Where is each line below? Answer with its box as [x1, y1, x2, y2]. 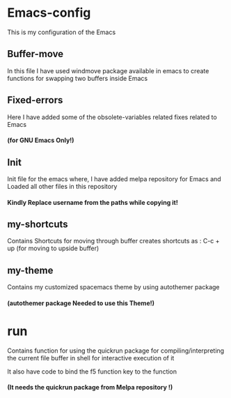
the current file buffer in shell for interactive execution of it [7, 353, 175, 362]
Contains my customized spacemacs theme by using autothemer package [7, 283, 221, 291]
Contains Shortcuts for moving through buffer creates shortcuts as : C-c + [7, 237, 221, 245]
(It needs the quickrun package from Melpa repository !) [7, 383, 173, 392]
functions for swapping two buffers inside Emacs [7, 74, 148, 82]
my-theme [7, 264, 54, 276]
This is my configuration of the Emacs [7, 28, 116, 36]
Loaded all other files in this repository [7, 182, 118, 190]
